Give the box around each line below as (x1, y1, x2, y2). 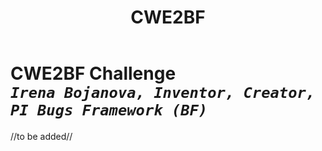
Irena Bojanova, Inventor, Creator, (10, 84, 316, 103)
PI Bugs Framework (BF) (10, 101, 208, 120)
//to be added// (10, 130, 73, 142)
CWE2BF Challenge (10, 62, 177, 85)
